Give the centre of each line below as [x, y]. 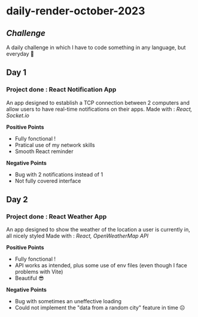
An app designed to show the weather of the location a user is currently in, [98, 230]
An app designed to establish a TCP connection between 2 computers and [98, 102]
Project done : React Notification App [61, 90]
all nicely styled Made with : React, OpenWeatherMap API [77, 236]
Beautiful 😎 [29, 278]
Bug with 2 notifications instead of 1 [59, 174]
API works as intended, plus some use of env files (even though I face [101, 266]
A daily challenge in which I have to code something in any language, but [96, 47]
